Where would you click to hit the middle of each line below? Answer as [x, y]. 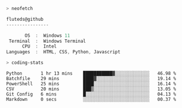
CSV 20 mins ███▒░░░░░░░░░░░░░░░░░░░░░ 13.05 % [91, 89]
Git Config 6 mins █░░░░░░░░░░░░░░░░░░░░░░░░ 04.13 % [91, 94]
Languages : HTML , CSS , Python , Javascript [63, 52]
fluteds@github [25, 19]
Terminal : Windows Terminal [47, 41]
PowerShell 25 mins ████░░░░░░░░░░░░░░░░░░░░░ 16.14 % [91, 84]
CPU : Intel [39, 47]
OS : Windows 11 [47, 36]
